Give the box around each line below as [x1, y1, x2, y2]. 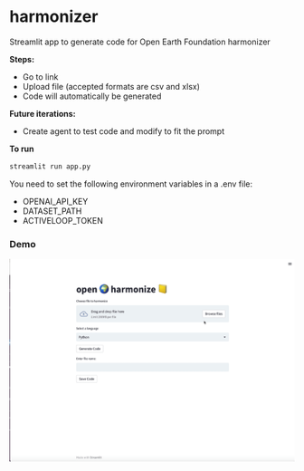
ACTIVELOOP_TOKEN [22, 215, 104, 226]
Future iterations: [9, 108, 76, 119]
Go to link [22, 71, 59, 82]
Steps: [9, 53, 34, 64]
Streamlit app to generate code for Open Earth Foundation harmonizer [9, 36, 271, 47]
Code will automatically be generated [22, 91, 162, 101]
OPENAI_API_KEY [22, 196, 89, 207]
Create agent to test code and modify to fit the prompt [22, 125, 225, 137]
